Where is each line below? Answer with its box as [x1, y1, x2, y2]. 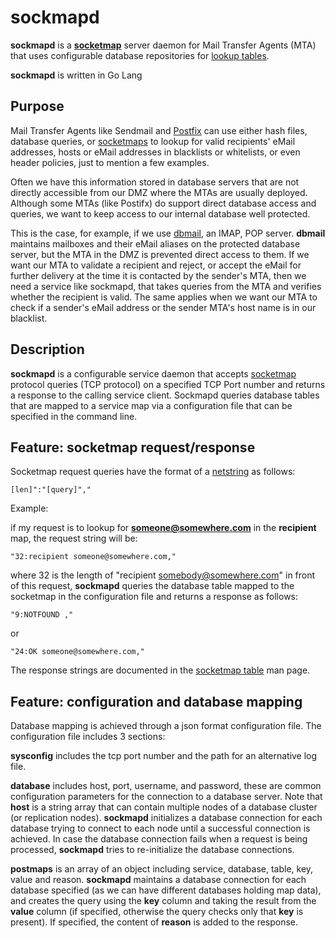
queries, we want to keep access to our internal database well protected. [10, 207, 311, 220]
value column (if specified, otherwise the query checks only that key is [10, 906, 304, 918]
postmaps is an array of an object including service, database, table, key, [10, 863, 314, 875]
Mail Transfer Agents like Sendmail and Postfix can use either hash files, [10, 124, 308, 136]
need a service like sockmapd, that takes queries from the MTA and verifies [10, 280, 322, 292]
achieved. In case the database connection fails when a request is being [10, 833, 308, 845]
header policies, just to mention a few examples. [10, 156, 210, 168]
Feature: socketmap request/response [10, 439, 256, 456]
